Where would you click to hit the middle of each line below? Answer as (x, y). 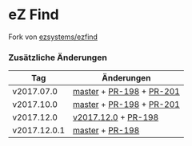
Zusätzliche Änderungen (58, 57)
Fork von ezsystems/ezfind (53, 37)
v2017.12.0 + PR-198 (116, 117)
